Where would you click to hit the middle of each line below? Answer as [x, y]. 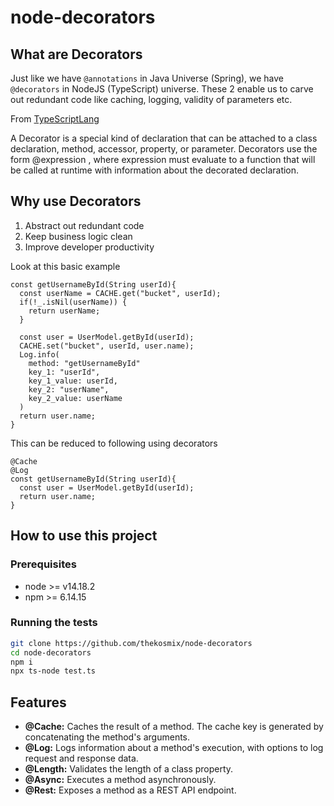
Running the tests [54, 623]
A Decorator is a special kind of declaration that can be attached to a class [164, 138]
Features [38, 702]
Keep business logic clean [78, 236]
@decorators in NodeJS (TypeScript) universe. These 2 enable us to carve [162, 89]
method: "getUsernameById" [84, 363]
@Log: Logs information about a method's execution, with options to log [174, 748]
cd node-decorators [51, 652]
